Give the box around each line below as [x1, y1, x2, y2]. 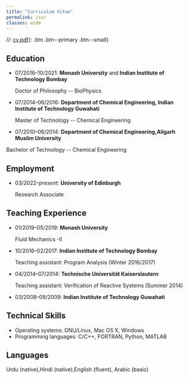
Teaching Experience [6, 208, 87, 218]
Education [6, 53, 45, 63]
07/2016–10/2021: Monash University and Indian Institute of [14, 69, 165, 76]
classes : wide [6, 20, 42, 26]
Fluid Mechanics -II [14, 235, 63, 242]
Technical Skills [6, 311, 66, 321]
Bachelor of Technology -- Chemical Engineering [6, 146, 127, 153]
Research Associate [14, 191, 64, 198]
